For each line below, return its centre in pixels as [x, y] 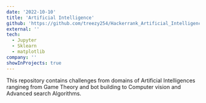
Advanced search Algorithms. [44, 93]
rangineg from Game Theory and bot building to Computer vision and [94, 87]
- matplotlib [29, 52]
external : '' [23, 29]
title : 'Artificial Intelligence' [51, 18]
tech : [13, 35]
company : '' [21, 57]
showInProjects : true [34, 63]
